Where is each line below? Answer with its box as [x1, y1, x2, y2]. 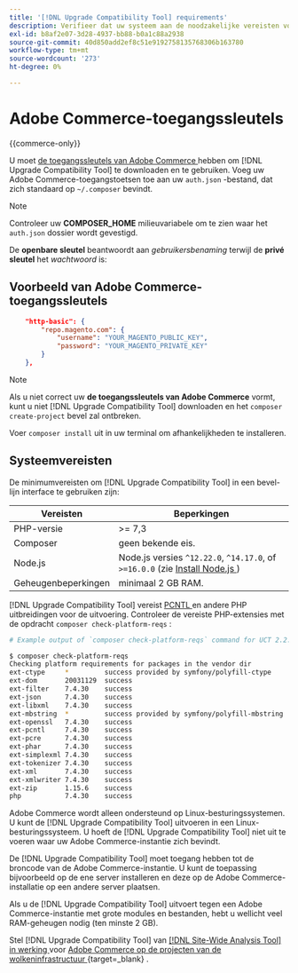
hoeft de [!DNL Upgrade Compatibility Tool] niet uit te [91, 827, 286, 837]
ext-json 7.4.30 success [9, 692, 133, 701]
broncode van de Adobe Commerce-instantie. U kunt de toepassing [9, 863, 257, 874]
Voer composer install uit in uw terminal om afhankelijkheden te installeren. [9, 427, 286, 438]
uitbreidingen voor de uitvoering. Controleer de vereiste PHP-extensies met [9, 609, 285, 620]
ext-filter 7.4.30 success [9, 684, 133, 693]
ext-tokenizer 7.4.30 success [9, 758, 133, 768]
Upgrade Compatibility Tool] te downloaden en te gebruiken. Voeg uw [9, 164, 264, 175]
